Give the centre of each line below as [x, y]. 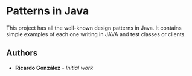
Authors [22, 53]
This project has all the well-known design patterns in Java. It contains [94, 28]
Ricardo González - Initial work [54, 68]
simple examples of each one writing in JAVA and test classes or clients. [96, 34]
